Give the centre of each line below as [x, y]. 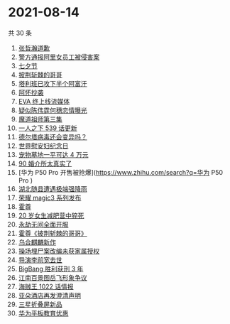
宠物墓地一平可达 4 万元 [53, 154]
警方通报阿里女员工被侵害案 [59, 57]
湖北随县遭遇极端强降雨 [53, 188]
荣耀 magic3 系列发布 [50, 198]
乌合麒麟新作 [37, 242]
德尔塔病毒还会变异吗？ [53, 136]
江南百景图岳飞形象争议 [53, 277]
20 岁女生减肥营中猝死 [51, 215]
